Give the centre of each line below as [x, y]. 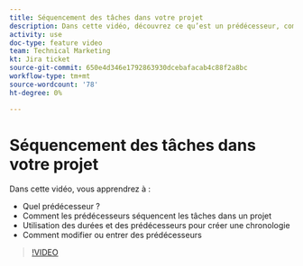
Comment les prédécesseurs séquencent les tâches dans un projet [147, 216]
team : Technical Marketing [60, 51]
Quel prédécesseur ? [61, 207]
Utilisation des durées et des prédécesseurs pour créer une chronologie [156, 226]
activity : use [36, 34]
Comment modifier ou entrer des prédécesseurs [112, 235]
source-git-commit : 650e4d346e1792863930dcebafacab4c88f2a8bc [129, 68]
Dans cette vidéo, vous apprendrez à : [80, 189]
